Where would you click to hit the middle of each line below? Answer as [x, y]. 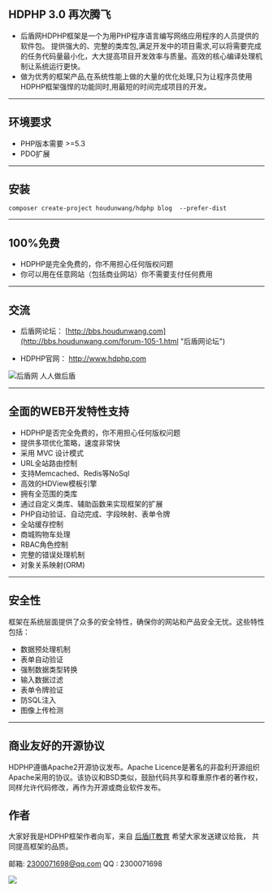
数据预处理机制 [45, 649]
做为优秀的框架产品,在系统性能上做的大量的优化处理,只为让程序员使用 [136, 76]
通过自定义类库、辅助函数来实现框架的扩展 [91, 503]
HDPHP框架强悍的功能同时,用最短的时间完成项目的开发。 [115, 86]
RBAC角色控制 [44, 544]
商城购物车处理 [45, 534]
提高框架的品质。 [44, 846]
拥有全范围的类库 [49, 494]
